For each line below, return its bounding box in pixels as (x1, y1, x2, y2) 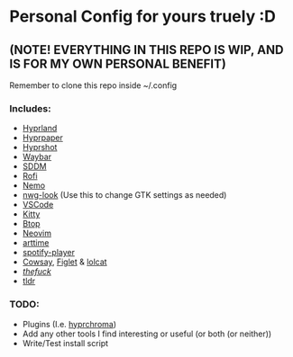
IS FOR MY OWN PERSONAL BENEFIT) (9, 56, 227, 71)
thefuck (22, 266, 51, 277)
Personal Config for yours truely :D (9, 6, 277, 27)
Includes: (9, 102, 51, 114)
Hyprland (22, 123, 58, 134)
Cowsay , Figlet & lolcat (22, 256, 107, 267)
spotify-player (22, 247, 75, 258)
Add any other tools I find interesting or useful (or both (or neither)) (22, 328, 272, 339)
